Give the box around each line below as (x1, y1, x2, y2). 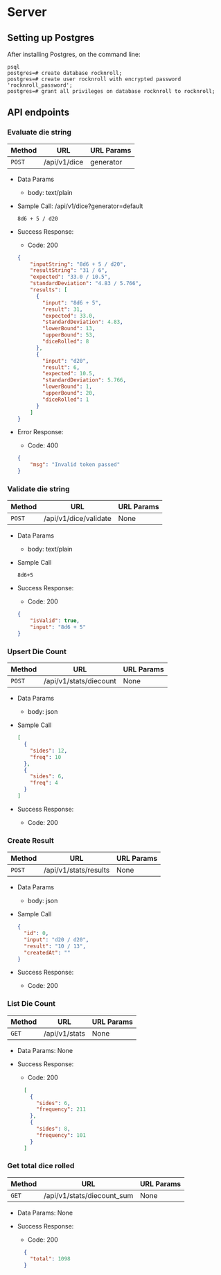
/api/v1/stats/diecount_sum (44, 1190, 134, 1200)
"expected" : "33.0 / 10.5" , (30, 273, 111, 281)
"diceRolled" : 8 (42, 338, 89, 345)
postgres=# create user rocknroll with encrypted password (7, 76, 182, 83)
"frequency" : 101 (35, 1131, 87, 1138)
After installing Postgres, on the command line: (7, 50, 141, 58)
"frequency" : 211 (35, 1106, 87, 1113)
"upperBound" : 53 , (42, 332, 96, 339)
